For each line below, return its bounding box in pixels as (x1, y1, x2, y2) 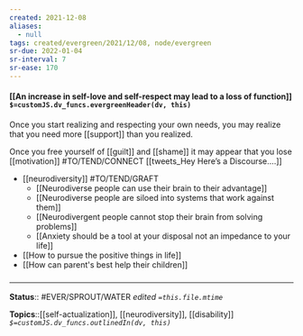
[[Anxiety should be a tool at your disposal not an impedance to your (35, 231, 291, 241)
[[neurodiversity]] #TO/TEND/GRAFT (22, 173, 160, 185)
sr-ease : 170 (9, 64, 59, 73)
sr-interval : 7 (9, 55, 67, 64)
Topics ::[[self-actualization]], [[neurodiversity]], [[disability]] (9, 309, 234, 320)
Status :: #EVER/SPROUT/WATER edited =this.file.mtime (9, 292, 224, 303)
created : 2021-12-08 (9, 13, 87, 23)
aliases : (9, 22, 42, 31)
